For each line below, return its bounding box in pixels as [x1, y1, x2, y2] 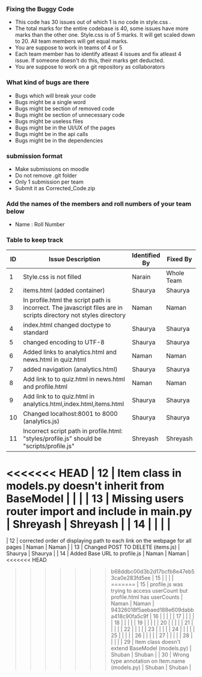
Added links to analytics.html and [23, 348, 117, 356]
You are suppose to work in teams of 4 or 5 [14, 44, 123, 51]
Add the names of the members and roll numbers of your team [6, 199, 192, 208]
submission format [6, 152, 63, 160]
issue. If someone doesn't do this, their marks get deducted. [14, 57, 165, 64]
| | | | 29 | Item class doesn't [111, 638, 181, 646]
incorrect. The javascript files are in [23, 303, 123, 312]
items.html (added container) [23, 286, 105, 295]
